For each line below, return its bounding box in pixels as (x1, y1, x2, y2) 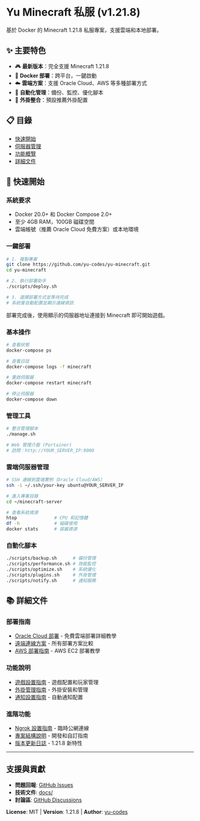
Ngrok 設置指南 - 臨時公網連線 (14, 725, 89, 732)
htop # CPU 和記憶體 (6, 515, 88, 521)
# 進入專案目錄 (6, 493, 39, 499)
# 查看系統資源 (6, 509, 39, 515)
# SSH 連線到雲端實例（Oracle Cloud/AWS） (6, 477, 105, 483)
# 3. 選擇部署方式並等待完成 (6, 294, 68, 300)
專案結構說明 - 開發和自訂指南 (14, 732, 89, 739)
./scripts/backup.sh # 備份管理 (6, 556, 96, 561)
